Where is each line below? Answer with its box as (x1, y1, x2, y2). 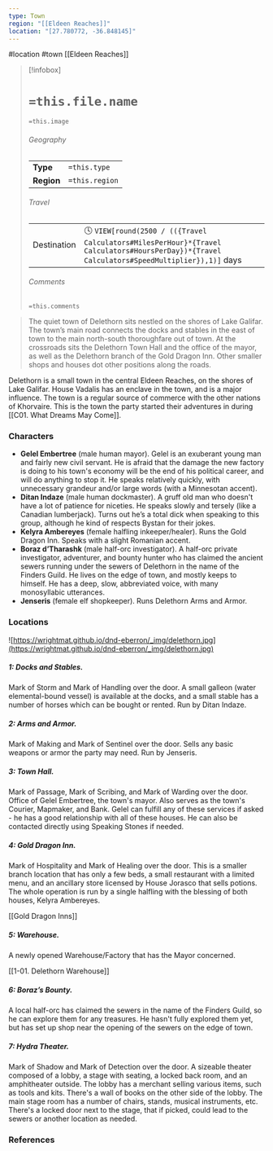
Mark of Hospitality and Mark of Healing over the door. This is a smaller (8, 861, 248, 871)
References (8, 1134, 55, 1145)
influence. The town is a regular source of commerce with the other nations (8, 393, 262, 402)
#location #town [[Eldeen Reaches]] (8, 50, 129, 59)
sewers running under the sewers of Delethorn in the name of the (19, 561, 240, 571)
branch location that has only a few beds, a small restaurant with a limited (8, 869, 255, 880)
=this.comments (28, 302, 80, 310)
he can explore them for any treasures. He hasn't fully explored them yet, (8, 1014, 253, 1024)
